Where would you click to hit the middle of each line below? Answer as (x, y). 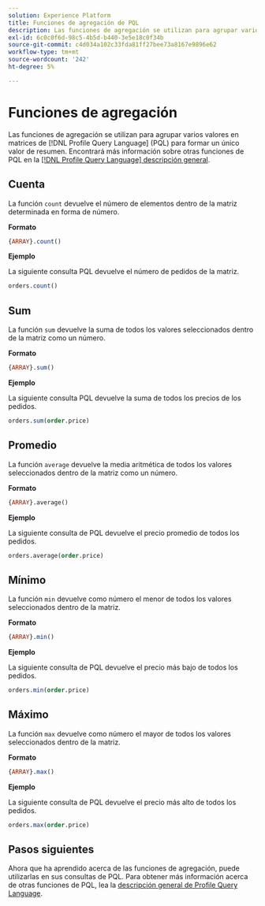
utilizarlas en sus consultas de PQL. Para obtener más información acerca (128, 877)
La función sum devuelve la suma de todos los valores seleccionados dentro (131, 330)
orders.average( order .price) (56, 555)
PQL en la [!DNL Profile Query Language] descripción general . (109, 159)
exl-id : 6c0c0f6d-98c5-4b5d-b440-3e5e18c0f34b (86, 37)
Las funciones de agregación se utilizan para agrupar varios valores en (123, 134)
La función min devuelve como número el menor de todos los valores (120, 599)
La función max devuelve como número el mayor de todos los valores (119, 733)
